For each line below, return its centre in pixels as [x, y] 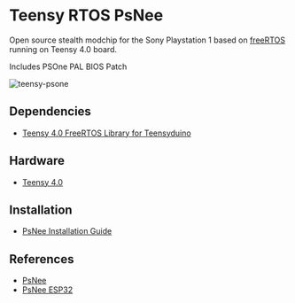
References [42, 259]
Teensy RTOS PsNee [86, 16]
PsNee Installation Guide [67, 231]
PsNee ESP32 [47, 290]
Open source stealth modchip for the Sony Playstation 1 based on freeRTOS [147, 40]
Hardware [37, 161]
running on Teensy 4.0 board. [63, 49]
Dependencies [50, 112]
